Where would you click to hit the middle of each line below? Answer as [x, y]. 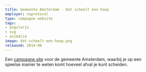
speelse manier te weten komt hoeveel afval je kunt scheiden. [66, 64]
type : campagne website [29, 18]
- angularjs [17, 28]
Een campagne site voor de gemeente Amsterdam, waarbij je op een [73, 59]
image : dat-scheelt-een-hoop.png [39, 41]
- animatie [16, 37]
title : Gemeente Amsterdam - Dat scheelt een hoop [57, 9]
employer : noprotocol [27, 14]
